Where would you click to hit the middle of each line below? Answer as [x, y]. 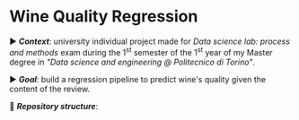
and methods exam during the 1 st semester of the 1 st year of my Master [141, 51]
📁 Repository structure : [54, 106]
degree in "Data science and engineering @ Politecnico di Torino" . [132, 62]
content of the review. [50, 89]
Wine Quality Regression [104, 17]
